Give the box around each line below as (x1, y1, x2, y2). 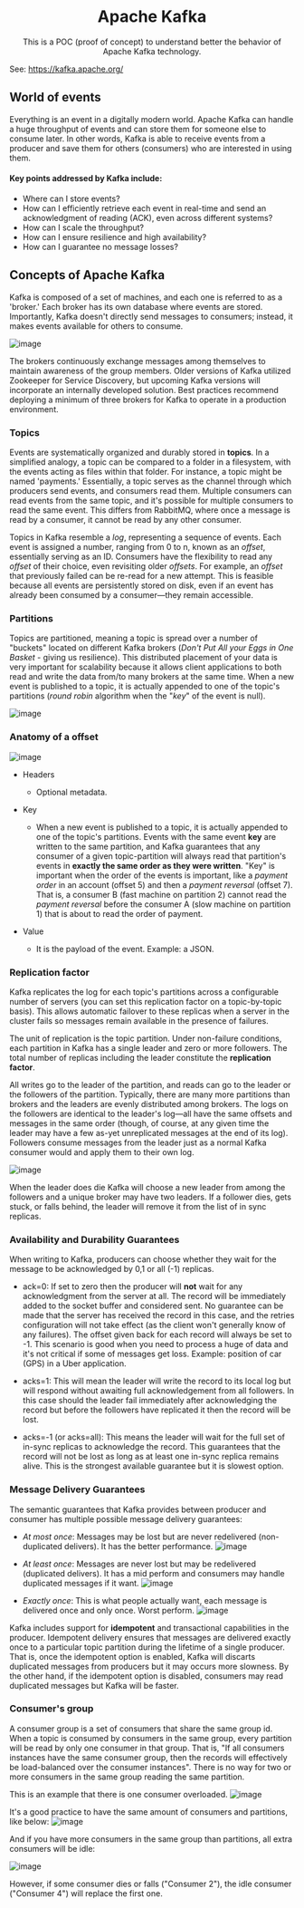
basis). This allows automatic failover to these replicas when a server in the (9, 1006, 290, 1017)
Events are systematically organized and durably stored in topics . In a (9, 447, 270, 458)
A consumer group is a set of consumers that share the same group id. (9, 1723, 273, 1734)
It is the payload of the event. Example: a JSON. (35, 943, 214, 954)
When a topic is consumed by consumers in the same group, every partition (9, 1732, 292, 1743)
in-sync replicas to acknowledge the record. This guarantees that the (22, 1441, 280, 1452)
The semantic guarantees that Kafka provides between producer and (9, 1504, 267, 1515)
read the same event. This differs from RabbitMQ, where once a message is (9, 505, 291, 516)
